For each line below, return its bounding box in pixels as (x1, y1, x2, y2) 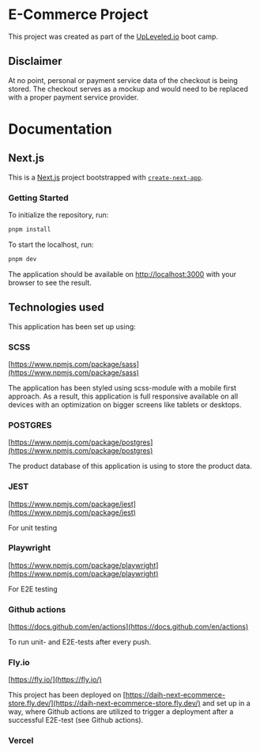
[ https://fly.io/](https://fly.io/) (8, 675, 102, 685)
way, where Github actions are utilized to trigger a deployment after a (8, 707, 234, 716)
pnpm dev (8, 255, 37, 263)
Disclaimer (8, 55, 62, 68)
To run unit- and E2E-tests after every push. (8, 637, 152, 647)
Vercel (8, 735, 34, 746)
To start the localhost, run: (8, 240, 94, 249)
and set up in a (202, 698, 251, 709)
